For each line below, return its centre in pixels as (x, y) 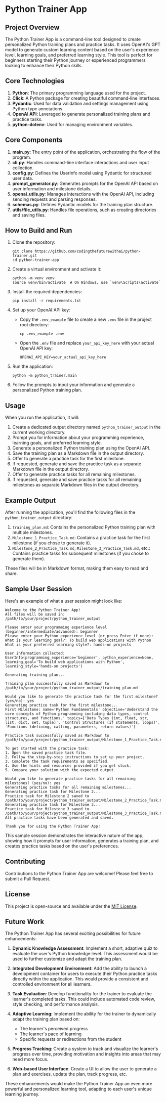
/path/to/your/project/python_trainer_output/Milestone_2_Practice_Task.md (85, 800)
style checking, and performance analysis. (56, 1004)
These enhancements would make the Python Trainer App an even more (79, 1084)
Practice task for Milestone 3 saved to (47, 809)
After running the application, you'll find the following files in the (70, 512)
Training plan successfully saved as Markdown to (57, 683)
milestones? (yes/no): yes (33, 783)
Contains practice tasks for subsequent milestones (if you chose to (81, 553)
